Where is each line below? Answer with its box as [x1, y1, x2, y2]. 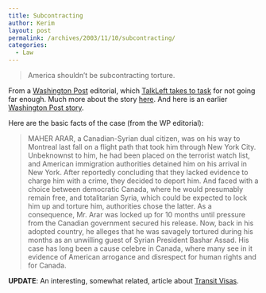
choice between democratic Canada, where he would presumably [27, 185, 244, 193]
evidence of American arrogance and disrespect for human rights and [27, 252, 256, 261]
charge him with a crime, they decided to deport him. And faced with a [27, 176, 259, 186]
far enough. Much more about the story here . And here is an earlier [8, 95, 228, 104]
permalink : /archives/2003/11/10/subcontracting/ [8, 33, 176, 42]
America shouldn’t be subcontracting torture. [27, 71, 175, 80]
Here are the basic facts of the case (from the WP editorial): [8, 119, 204, 127]
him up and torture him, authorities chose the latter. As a [27, 201, 212, 211]
